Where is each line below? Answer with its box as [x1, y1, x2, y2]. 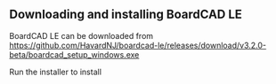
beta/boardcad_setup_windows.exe [9, 49, 140, 60]
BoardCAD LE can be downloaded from [9, 30, 154, 41]
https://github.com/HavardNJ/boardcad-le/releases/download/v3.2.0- [9, 40, 267, 50]
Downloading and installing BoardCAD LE [9, 7, 243, 22]
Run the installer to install [9, 66, 102, 77]
